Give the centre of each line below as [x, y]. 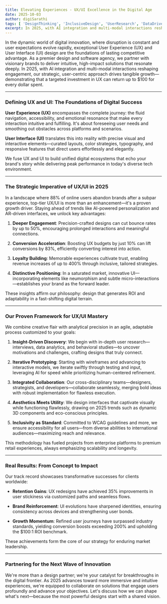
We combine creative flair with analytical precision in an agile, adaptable [79, 327]
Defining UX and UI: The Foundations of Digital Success [74, 102]
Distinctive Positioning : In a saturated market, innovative [71, 273]
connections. [26, 234]
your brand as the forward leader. [76, 283]
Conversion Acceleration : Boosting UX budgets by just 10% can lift [82, 243]
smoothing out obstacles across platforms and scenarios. [64, 129]
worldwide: [17, 482]
